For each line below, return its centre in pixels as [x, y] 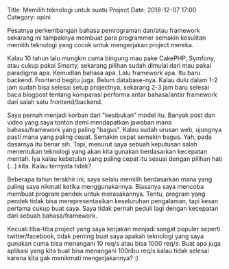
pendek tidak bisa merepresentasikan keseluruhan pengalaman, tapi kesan [112, 201]
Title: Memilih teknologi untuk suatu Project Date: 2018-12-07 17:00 [102, 10]
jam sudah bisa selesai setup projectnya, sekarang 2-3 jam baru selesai [108, 87]
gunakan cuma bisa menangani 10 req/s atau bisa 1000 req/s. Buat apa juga [114, 243]
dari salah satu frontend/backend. [55, 102]
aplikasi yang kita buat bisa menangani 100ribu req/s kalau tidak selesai [108, 251]
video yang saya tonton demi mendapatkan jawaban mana [89, 122]
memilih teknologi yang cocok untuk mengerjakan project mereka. [100, 45]
